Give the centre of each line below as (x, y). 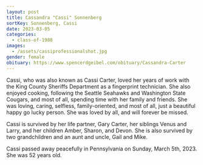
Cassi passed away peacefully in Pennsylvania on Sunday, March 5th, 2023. (102, 149)
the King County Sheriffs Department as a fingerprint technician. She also (98, 86)
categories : (21, 35)
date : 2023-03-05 (28, 29)
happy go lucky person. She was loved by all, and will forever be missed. (97, 112)
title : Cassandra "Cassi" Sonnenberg (54, 18)
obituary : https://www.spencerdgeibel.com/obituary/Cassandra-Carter (96, 62)
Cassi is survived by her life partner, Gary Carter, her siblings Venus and (97, 124)
